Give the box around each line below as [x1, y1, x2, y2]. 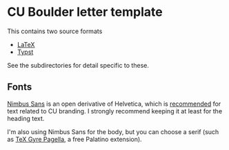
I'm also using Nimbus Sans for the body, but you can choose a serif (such [7, 127, 219, 135]
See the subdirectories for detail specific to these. [7, 61, 150, 69]
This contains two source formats [7, 27, 103, 35]
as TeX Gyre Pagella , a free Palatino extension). [7, 135, 143, 143]
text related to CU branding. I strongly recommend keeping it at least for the [7, 106, 223, 115]
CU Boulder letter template [7, 4, 163, 20]
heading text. [7, 114, 45, 122]
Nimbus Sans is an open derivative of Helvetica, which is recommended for [7, 100, 221, 108]
